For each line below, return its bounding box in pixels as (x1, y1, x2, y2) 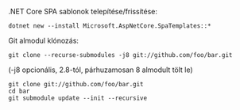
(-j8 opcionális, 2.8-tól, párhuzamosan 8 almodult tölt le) (8, 65, 193, 74)
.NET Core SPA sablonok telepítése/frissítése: (8, 7, 157, 16)
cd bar (8, 87, 30, 95)
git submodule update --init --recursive (8, 94, 148, 102)
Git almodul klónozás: (8, 36, 79, 45)
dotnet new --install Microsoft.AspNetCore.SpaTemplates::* (8, 22, 212, 30)
